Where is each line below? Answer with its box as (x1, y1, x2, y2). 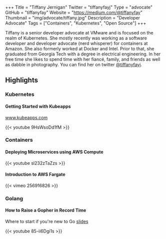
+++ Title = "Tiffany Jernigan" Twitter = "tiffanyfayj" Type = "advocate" (5, 4, 153, 10)
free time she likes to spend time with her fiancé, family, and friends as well (5, 56, 160, 62)
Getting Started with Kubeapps (5, 103, 71, 109)
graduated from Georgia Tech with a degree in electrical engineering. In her (5, 51, 161, 57)
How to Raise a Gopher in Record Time (5, 207, 86, 214)
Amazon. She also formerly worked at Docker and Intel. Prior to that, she (5, 46, 154, 51)
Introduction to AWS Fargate (5, 172, 66, 178)
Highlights (5, 76, 38, 84)
